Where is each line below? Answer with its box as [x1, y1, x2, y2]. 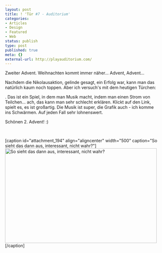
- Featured [5, 30, 27, 34]
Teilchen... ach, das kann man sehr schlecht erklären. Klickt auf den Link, [5, 99, 151, 105]
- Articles [5, 20, 27, 26]
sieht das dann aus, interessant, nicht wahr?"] [5, 143, 97, 149]
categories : [5, 16, 29, 21]
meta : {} [5, 52, 23, 57]
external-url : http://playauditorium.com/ [5, 57, 92, 62]
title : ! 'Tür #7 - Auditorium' [5, 12, 70, 17]
